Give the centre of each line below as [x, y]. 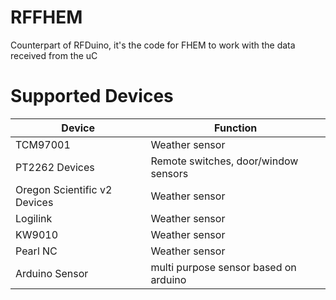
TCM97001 [43, 144]
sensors [169, 173]
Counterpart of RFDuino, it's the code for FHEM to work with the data [153, 45]
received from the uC [54, 55]
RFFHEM [46, 17]
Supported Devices [92, 96]
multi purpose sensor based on [223, 267]
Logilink [34, 218]
